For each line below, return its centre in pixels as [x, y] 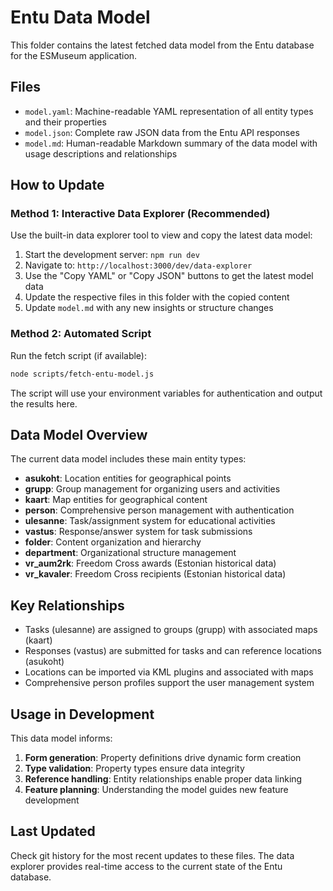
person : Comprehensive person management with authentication [159, 510]
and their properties [65, 122]
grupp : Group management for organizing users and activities [152, 489]
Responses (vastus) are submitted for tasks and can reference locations [173, 651]
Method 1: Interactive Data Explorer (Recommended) [140, 214]
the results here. [44, 403]
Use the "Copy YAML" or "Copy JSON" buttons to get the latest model [169, 276]
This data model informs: [61, 738]
